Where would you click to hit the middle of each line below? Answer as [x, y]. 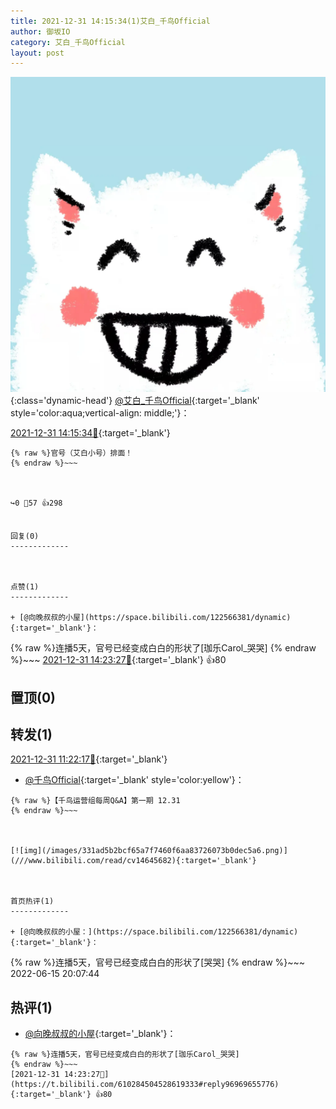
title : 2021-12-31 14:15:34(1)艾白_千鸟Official [110, 21]
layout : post [37, 53]
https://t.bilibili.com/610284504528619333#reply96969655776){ [145, 1085]
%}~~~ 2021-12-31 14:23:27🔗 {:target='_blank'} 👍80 [118, 660]
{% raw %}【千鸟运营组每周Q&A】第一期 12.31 [95, 801]
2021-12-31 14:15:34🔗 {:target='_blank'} [90, 433]
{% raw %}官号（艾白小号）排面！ [71, 453]
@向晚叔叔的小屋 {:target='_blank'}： [100, 1034]
